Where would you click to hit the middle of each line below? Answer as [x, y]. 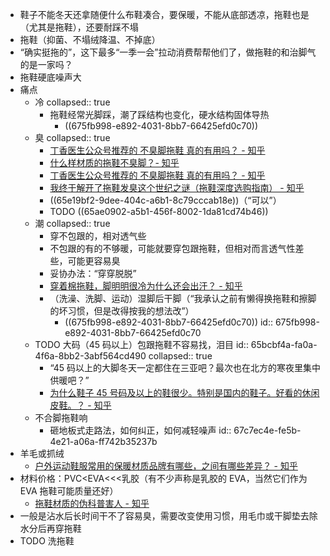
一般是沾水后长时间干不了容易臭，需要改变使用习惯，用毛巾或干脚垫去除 [168, 516]
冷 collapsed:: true [72, 102]
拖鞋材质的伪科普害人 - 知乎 [92, 503]
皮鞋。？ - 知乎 [80, 405]
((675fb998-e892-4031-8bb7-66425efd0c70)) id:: [169, 322]
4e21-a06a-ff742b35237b [103, 441]
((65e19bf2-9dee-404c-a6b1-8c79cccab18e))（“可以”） [165, 200]
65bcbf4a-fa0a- [284, 344]
